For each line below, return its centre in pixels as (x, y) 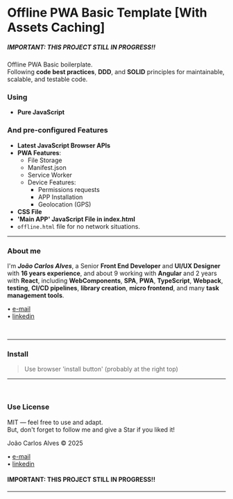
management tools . (36, 295)
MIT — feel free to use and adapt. (55, 422)
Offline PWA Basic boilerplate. (50, 64)
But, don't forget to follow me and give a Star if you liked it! (91, 429)
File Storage (45, 160)
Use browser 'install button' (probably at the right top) (101, 369)
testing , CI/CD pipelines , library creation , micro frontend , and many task (113, 288)
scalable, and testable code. (48, 79)
